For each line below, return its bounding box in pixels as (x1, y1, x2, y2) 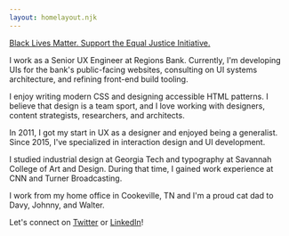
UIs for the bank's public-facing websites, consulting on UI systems (9, 64, 258, 75)
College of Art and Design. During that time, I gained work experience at (9, 163, 274, 174)
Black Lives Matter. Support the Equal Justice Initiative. (9, 37, 211, 48)
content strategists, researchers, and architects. (9, 110, 185, 120)
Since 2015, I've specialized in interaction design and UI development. (9, 136, 266, 147)
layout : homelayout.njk (9, 12, 98, 22)
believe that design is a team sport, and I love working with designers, (9, 100, 265, 111)
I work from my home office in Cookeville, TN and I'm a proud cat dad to (9, 190, 274, 200)
